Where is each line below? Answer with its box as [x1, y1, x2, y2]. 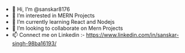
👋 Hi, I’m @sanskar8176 [11, 6, 70, 13]
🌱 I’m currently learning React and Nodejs [11, 18, 115, 25]
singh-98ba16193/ [11, 40, 57, 47]
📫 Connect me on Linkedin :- [11, 32, 85, 38]
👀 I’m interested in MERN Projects [11, 12, 95, 19]
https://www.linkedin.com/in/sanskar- [86, 32, 180, 38]
